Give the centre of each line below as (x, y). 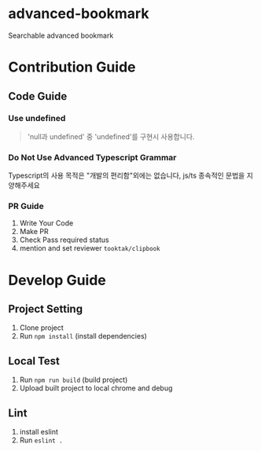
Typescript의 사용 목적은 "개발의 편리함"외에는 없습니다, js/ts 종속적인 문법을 (127, 176)
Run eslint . (41, 440)
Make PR (34, 232)
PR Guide (26, 207)
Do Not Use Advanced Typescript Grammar (92, 157)
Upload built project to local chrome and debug (96, 388)
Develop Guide (57, 280)
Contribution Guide (72, 67)
